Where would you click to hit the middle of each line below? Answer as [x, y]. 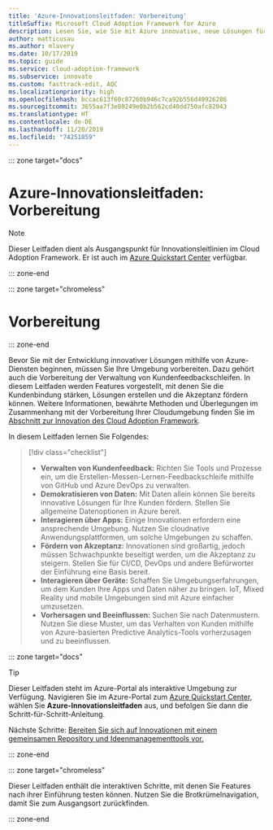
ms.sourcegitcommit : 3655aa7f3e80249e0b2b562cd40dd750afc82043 [118, 107]
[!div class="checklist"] [67, 452]
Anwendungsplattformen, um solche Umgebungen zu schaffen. [147, 537]
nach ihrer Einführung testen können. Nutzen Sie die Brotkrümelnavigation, [134, 794]
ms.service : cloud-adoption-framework [74, 69]
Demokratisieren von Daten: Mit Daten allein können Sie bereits [148, 494]
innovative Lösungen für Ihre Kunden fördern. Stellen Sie [135, 502]
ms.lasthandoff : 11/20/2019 [56, 129]
